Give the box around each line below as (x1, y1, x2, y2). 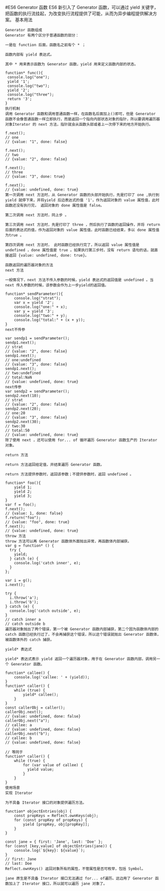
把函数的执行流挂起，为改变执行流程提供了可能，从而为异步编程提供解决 (5, 10, 153, 16)
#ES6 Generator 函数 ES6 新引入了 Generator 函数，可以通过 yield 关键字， (5, 4, 159, 10)
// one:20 (5, 411, 26, 416)
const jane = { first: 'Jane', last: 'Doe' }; (5, 839, 103, 844)
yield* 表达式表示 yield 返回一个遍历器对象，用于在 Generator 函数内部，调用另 (5, 657, 157, 662)
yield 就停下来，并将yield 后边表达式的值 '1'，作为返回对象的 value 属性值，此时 (5, 198, 160, 203)
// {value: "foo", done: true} (5, 520, 70, 524)
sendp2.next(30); (5, 419, 41, 424)
